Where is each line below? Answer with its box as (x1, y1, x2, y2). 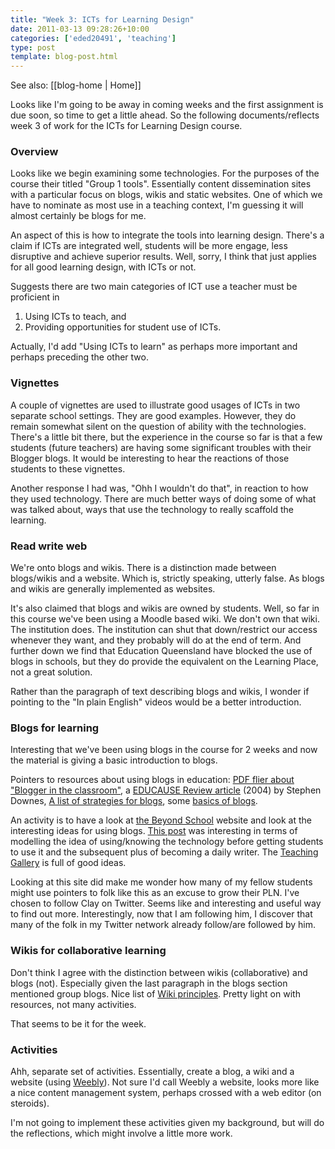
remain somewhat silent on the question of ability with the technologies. (10, 420, 307, 432)
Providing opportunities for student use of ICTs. (24, 321, 222, 333)
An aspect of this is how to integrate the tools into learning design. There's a (10, 229, 325, 241)
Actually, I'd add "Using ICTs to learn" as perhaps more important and (10, 341, 298, 353)
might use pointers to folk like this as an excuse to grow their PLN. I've (10, 887, 300, 899)
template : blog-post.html (10, 52, 118, 62)
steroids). (10, 1097, 50, 1109)
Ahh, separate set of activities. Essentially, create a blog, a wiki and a (10, 1065, 295, 1077)
